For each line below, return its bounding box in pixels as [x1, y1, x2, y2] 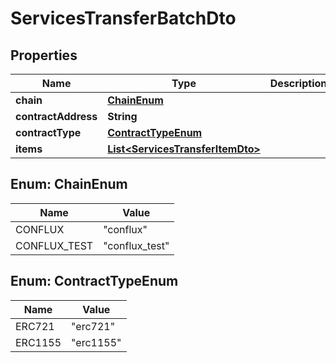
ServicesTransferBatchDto [10, 7, 237, 30]
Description [269, 77, 328, 90]
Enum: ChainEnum [10, 176, 128, 193]
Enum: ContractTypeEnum [10, 273, 179, 290]
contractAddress [15, 110, 98, 123]
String [107, 110, 138, 123]
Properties [10, 47, 78, 64]
